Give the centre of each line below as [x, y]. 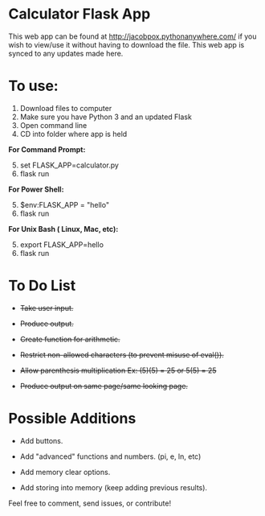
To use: [33, 86]
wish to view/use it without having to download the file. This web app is [126, 44]
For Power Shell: [36, 189]
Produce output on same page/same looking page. [104, 386]
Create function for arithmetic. [70, 339]
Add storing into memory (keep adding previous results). [113, 487]
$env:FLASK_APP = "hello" [65, 204]
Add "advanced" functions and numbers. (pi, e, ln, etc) [110, 456]
